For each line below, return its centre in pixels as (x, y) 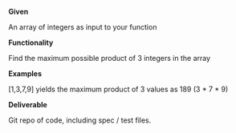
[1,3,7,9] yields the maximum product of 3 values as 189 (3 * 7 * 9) (118, 89)
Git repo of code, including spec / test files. (80, 120)
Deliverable (28, 105)
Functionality (31, 42)
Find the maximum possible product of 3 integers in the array (110, 58)
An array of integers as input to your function (83, 27)
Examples (25, 74)
